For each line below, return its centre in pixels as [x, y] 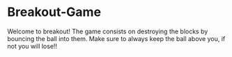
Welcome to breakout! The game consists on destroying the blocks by [108, 31]
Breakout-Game [54, 12]
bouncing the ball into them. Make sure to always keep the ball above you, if [116, 38]
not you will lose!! [32, 46]
